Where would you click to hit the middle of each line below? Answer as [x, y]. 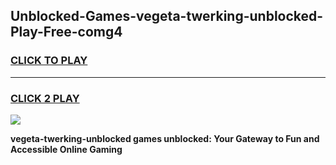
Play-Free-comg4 [66, 32]
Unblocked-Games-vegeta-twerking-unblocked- [167, 16]
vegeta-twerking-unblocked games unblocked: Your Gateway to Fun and [165, 138]
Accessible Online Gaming [66, 149]
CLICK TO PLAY [49, 61]
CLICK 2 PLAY [45, 98]
